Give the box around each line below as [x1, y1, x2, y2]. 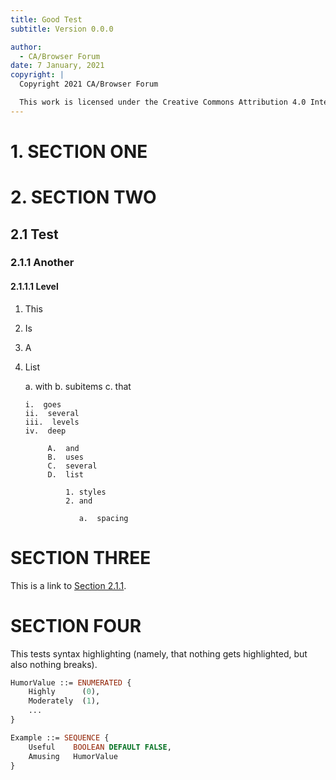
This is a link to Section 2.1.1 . [10, 579, 127, 591]
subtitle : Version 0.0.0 [10, 24, 114, 34]
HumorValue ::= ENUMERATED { [10, 677, 132, 688]
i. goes [24, 399, 62, 410]
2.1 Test [10, 226, 59, 243]
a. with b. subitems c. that [24, 380, 132, 392]
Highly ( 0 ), [28, 687, 101, 697]
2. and [65, 496, 93, 506]
